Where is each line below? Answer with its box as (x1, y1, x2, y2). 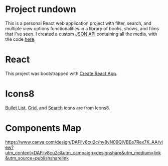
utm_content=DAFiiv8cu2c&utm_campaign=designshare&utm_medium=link (5, 149, 161, 155)
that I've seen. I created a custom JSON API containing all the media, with (5, 31, 157, 37)
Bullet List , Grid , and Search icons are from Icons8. (5, 105, 110, 111)
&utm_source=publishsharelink (5, 155, 69, 161)
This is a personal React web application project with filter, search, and (5, 20, 151, 26)
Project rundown (5, 4, 76, 15)
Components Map (5, 122, 82, 134)
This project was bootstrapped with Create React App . (5, 70, 118, 76)
